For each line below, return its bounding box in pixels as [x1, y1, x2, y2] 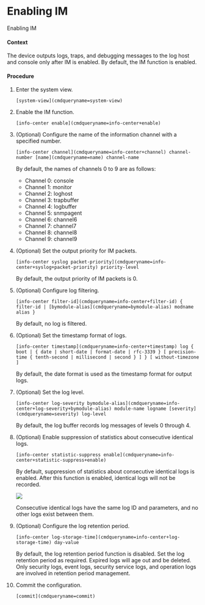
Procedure [7, 72, 34, 80]
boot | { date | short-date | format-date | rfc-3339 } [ [15, 349, 167, 355]
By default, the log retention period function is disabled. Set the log [15, 550, 185, 557]
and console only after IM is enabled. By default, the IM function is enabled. [7, 59, 197, 66]
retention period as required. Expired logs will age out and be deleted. [15, 557, 192, 564]
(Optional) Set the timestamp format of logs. [15, 332, 127, 339]
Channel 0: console [24, 177, 74, 184]
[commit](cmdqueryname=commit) [15, 593, 96, 600]
